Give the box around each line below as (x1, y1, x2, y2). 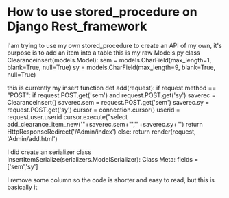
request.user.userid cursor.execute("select (7, 112, 128, 121)
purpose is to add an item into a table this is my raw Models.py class (7, 49, 200, 57)
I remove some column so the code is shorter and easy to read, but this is (7, 175, 215, 184)
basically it (7, 183, 38, 191)
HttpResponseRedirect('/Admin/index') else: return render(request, (7, 127, 197, 136)
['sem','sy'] (7, 162, 38, 171)
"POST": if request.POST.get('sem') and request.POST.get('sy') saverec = (7, 90, 216, 99)
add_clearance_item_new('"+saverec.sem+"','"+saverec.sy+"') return (7, 120, 204, 128)
